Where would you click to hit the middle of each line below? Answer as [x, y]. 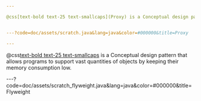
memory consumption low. [39, 67]
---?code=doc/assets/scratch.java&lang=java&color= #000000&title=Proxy [97, 33]
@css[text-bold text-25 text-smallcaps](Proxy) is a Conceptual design [97, 17]
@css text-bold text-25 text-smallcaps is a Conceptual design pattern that [97, 55]
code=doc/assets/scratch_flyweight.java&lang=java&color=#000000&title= [99, 85]
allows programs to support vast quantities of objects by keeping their [92, 61]
